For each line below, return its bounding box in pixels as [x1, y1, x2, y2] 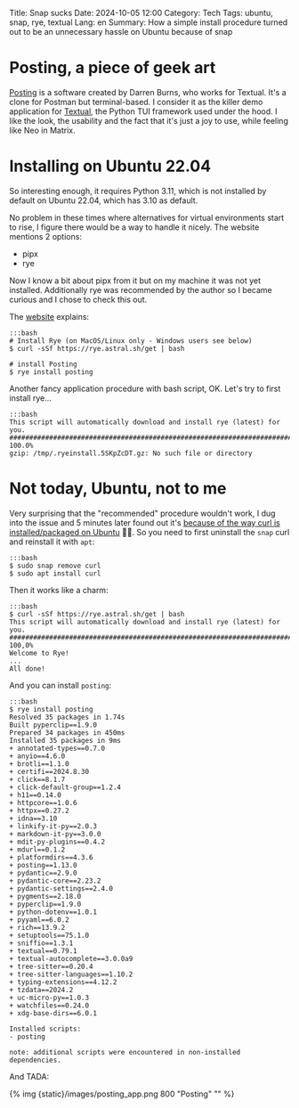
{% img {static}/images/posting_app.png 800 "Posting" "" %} [9, 1088, 235, 1099]
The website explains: [9, 311, 90, 322]
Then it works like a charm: [9, 584, 109, 595]
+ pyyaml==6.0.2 [9, 915, 69, 925]
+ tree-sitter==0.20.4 [9, 962, 93, 971]
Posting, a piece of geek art [9, 58, 216, 78]
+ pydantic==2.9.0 [9, 868, 77, 877]
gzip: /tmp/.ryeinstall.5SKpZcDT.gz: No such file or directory [9, 449, 253, 458]
